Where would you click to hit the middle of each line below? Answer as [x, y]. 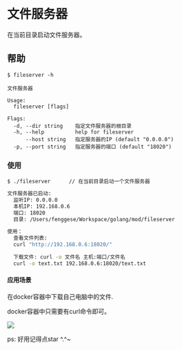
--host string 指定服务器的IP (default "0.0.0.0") [100, 139]
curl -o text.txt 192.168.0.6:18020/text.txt [80, 264]
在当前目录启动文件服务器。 [47, 35]
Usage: [17, 100]
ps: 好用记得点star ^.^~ [39, 339]
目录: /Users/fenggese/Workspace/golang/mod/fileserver [94, 219]
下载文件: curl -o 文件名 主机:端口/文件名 [69, 257]
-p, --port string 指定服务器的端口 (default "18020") [93, 147]
